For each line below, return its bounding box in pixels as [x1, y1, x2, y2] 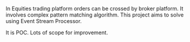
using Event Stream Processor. [5, 18, 82, 24]
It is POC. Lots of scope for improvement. [5, 29, 108, 36]
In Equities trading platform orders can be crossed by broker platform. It [5, 5, 184, 12]
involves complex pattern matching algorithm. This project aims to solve [5, 11, 184, 18]
